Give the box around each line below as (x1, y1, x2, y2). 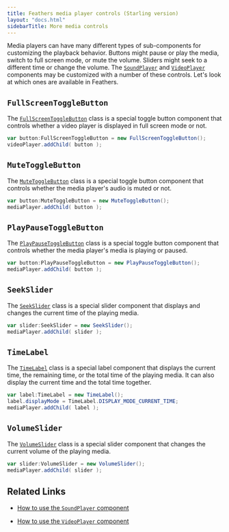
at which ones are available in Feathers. (7, 78, 119, 86)
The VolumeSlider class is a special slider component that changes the (7, 439, 206, 448)
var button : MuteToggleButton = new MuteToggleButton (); (7, 197, 170, 204)
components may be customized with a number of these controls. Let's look (7, 71, 221, 79)
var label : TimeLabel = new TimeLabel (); (7, 391, 124, 398)
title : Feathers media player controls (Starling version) (7, 10, 179, 17)
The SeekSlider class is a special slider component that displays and (7, 301, 200, 309)
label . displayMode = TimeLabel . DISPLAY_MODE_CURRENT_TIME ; (7, 398, 179, 405)
